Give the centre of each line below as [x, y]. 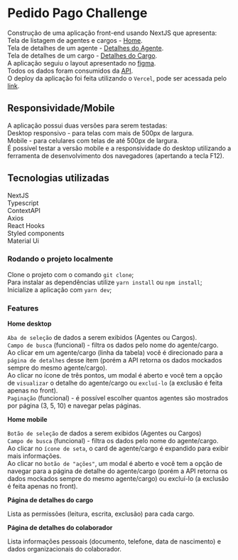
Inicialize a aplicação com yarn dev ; [60, 289]
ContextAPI [24, 210]
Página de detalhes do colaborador [60, 528]
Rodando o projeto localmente [60, 259]
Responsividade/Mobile [61, 108]
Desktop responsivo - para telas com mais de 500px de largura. [101, 133]
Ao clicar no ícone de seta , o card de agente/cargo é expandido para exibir [118, 448]
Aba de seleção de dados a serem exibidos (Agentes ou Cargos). [102, 338]
